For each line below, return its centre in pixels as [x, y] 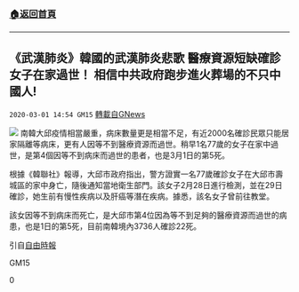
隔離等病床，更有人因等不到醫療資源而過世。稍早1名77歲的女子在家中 [144, 145]
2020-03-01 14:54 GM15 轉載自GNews [77, 114]
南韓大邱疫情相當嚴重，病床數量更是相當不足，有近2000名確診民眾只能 [151, 133]
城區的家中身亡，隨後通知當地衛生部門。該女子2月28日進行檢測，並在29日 [146, 185]
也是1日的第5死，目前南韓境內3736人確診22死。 [113, 226]
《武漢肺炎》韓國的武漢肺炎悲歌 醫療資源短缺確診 [145, 58]
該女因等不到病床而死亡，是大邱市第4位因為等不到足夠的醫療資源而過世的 [145, 216]
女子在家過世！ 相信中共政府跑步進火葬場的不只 [139, 74]
